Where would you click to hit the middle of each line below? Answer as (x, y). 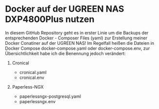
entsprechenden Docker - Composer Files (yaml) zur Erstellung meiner (76, 38)
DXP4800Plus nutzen (50, 19)
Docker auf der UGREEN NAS (65, 9)
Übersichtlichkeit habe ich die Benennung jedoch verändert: (65, 53)
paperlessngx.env (38, 101)
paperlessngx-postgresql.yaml (50, 96)
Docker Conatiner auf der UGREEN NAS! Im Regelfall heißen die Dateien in (80, 43)
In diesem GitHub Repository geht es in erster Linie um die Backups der (77, 33)
